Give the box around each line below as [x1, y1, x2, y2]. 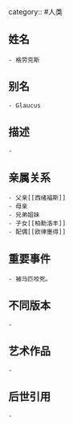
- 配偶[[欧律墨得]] [8, 228, 67, 237]
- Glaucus [8, 101, 42, 110]
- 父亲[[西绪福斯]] [8, 194, 67, 202]
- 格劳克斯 [8, 55, 40, 64]
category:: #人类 [8, 7, 63, 16]
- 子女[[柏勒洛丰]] [8, 220, 67, 228]
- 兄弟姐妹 [8, 211, 40, 219]
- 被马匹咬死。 [8, 275, 52, 283]
